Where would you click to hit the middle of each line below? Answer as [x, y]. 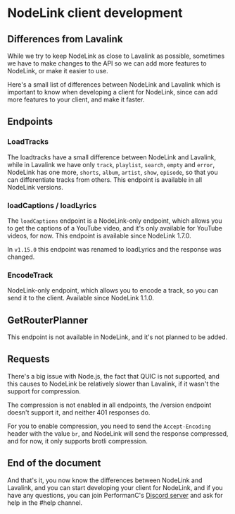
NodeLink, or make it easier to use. [58, 71]
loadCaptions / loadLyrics [52, 205]
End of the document [54, 463]
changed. [21, 257]
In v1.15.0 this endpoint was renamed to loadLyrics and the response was [114, 249]
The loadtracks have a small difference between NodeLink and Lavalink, [112, 157]
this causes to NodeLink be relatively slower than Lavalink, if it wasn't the [113, 384]
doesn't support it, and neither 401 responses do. [79, 412]
